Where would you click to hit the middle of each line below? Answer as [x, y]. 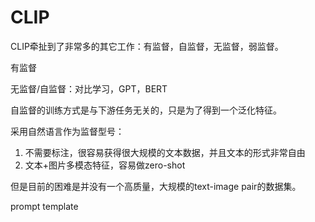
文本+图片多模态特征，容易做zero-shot [105, 165]
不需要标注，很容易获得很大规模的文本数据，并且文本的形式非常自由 [165, 152]
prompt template [44, 206]
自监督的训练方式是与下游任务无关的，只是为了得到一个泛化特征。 [146, 110]
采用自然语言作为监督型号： [67, 131]
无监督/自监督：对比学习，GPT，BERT [89, 88]
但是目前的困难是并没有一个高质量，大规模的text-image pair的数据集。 [156, 186]
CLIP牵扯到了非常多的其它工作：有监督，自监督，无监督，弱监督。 [147, 46]
